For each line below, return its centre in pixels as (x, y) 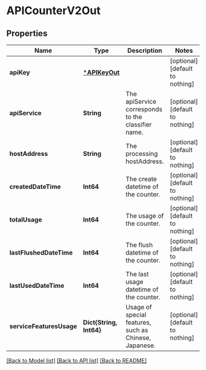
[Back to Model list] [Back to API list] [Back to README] (77, 360)
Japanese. (141, 345)
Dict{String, (100, 322)
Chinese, (138, 338)
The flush (139, 245)
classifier (139, 125)
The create (141, 179)
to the (134, 117)
